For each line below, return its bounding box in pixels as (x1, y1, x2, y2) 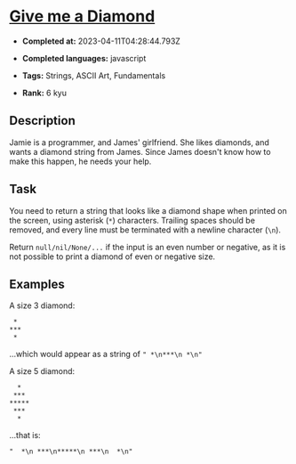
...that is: (9, 430, 42, 441)
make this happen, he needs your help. (9, 156, 152, 167)
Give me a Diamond (9, 6, 156, 27)
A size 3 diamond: (9, 300, 76, 311)
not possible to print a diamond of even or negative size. (9, 251, 216, 262)
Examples (9, 276, 65, 291)
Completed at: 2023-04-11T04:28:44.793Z (21, 36, 180, 46)
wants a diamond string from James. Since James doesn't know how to (9, 146, 271, 157)
